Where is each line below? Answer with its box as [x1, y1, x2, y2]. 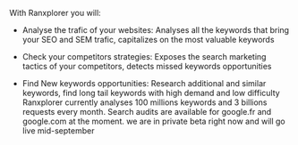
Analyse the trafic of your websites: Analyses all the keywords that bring [21, 25, 289, 35]
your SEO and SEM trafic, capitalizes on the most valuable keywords [21, 35, 275, 44]
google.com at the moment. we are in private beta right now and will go [21, 116, 286, 126]
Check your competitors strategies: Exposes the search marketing [21, 52, 267, 61]
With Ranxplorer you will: [9, 8, 101, 18]
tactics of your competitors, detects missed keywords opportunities [21, 61, 272, 71]
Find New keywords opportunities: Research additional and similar [21, 78, 267, 88]
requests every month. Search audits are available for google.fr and [21, 107, 272, 117]
